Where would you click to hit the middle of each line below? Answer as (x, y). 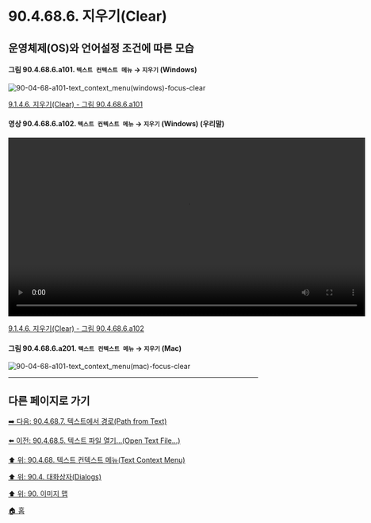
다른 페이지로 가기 (49, 400)
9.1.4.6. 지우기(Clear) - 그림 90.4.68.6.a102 (76, 328)
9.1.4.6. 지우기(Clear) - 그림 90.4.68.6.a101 (76, 104)
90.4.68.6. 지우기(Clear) (88, 16)
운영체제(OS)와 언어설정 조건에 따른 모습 (101, 48)
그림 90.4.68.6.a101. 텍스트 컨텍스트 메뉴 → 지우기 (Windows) (103, 70)
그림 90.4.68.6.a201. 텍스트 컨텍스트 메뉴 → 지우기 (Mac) (95, 348)
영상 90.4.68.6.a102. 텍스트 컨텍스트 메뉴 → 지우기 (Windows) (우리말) (117, 124)
